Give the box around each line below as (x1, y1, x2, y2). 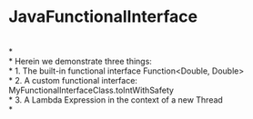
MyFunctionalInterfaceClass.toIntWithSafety (8, 84, 175, 95)
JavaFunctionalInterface (8, 6, 197, 27)
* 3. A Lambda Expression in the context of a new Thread (8, 94, 224, 105)
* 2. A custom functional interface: (8, 74, 138, 85)
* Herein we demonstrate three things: (8, 55, 152, 66)
